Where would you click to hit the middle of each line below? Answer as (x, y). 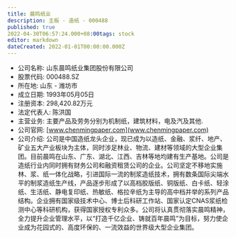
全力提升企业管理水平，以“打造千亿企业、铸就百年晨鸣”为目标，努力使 (120, 218)
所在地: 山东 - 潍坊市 (47, 85)
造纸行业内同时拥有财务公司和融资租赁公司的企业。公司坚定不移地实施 (120, 165)
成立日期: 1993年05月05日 (56, 94)
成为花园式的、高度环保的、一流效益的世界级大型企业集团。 (111, 227)
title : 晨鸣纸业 (29, 14)
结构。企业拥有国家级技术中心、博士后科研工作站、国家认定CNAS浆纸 (119, 200)
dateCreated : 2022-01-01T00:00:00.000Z (66, 47)
